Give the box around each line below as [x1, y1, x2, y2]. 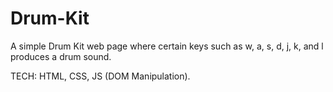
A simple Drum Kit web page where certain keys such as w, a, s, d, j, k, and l [10, 40, 324, 52]
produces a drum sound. [10, 50, 112, 62]
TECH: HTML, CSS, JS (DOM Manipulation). [10, 70, 191, 82]
